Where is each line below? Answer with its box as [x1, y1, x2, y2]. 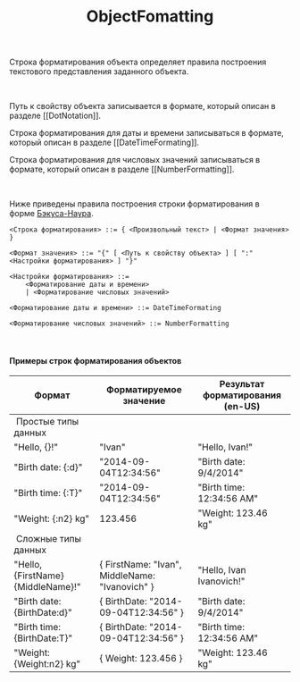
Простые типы [16, 416, 79, 428]
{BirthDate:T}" [13, 632, 73, 644]
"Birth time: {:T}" [13, 487, 83, 500]
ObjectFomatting [86, 6, 214, 27]
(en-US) [223, 400, 261, 413]
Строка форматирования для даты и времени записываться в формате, [9, 128, 284, 139]
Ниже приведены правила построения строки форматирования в [9, 198, 261, 209]
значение [122, 395, 166, 408]
